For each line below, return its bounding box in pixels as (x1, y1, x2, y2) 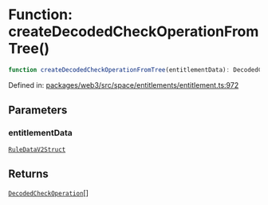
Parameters (8, 104, 68, 117)
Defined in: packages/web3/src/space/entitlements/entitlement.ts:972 (8, 80, 239, 89)
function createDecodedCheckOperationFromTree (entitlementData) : (8, 65, 230, 73)
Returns (8, 167, 49, 180)
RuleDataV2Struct (8, 145, 66, 153)
